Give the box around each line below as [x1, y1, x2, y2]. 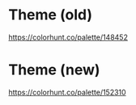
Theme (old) [8, 6, 93, 24]
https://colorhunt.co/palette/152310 [8, 87, 127, 97]
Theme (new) [8, 61, 100, 79]
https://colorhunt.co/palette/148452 [8, 32, 128, 42]
